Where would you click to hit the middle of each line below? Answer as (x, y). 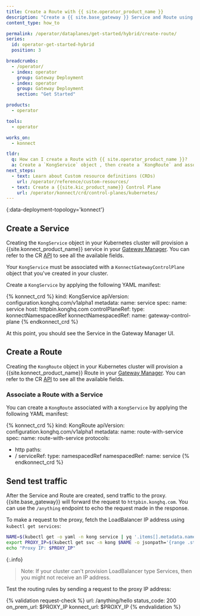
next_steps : (21, 171)
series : (16, 39)
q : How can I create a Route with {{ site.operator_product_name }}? (99, 160)
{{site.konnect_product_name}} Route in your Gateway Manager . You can (96, 373)
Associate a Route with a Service (54, 394)
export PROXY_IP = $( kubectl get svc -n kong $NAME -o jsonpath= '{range (96, 542)
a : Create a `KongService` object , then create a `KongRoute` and (97, 165)
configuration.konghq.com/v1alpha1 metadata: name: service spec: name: (97, 303)
